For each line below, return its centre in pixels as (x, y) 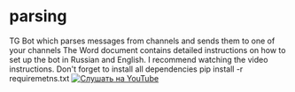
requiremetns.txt (39, 78)
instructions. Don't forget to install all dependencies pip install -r (126, 69)
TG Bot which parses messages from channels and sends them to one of (142, 41)
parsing (38, 16)
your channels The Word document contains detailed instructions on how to (147, 50)
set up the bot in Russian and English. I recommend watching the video (139, 59)
